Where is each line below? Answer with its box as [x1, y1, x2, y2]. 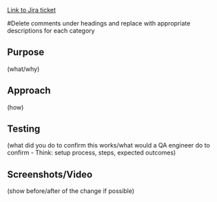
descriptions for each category [7, 27, 95, 34]
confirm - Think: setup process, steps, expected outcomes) [7, 148, 176, 157]
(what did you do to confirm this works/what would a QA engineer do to [7, 141, 210, 150]
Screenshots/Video [7, 168, 93, 180]
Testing [7, 123, 41, 135]
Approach [7, 85, 51, 97]
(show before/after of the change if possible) [7, 187, 135, 195]
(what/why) [7, 65, 40, 73]
